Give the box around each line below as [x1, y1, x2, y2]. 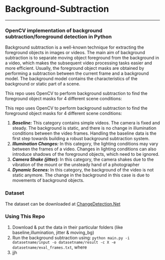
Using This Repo [5, 213, 45, 220]
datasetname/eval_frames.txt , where [12, 244, 87, 250]
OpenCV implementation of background [5, 27, 103, 34]
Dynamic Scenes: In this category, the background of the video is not [12, 167, 154, 173]
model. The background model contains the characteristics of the [5, 76, 137, 82]
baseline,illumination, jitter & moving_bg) [12, 230, 94, 235]
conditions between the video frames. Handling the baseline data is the [12, 130, 157, 136]
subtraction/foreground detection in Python [5, 33, 112, 40]
